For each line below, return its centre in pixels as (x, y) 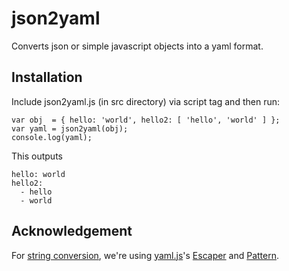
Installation (47, 77)
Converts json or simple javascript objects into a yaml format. (137, 46)
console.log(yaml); (52, 137)
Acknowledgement (72, 231)
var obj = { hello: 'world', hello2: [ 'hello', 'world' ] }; (146, 120)
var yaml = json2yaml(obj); (70, 128)
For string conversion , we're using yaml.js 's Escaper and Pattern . (145, 255)
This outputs (37, 156)
